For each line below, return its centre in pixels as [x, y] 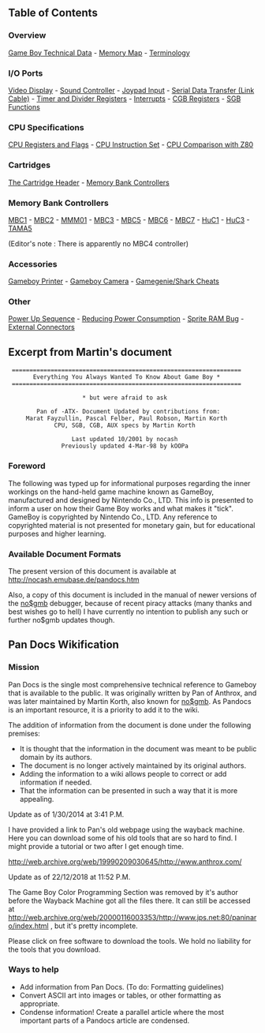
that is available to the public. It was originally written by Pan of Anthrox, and [132, 693]
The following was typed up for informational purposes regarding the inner [129, 483]
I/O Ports [26, 73]
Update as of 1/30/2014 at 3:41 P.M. [66, 814]
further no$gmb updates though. [62, 619]
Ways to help [34, 970]
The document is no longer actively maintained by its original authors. [133, 765]
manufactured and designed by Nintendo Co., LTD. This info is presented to [131, 500]
